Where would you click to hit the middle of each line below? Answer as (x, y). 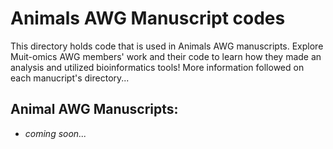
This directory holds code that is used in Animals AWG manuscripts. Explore (167, 46)
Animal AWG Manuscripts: (94, 109)
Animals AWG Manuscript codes (148, 18)
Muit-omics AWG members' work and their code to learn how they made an (166, 56)
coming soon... (55, 133)
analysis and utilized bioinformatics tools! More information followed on (157, 67)
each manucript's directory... (70, 78)
